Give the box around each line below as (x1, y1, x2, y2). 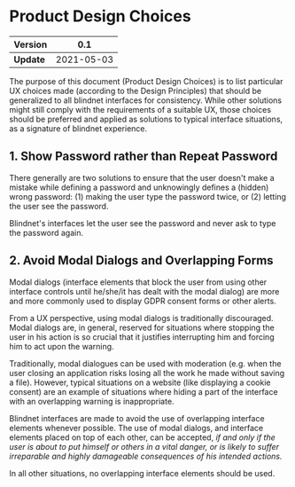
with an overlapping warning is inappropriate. (9, 396, 175, 406)
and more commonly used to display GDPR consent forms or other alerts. (9, 295, 276, 306)
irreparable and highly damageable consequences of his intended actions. (9, 451, 283, 461)
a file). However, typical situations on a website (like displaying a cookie (9, 377, 271, 388)
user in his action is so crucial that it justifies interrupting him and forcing (9, 331, 275, 342)
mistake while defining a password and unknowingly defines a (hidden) (9, 182, 269, 192)
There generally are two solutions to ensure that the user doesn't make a (9, 172, 275, 183)
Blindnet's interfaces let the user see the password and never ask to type (9, 217, 276, 228)
